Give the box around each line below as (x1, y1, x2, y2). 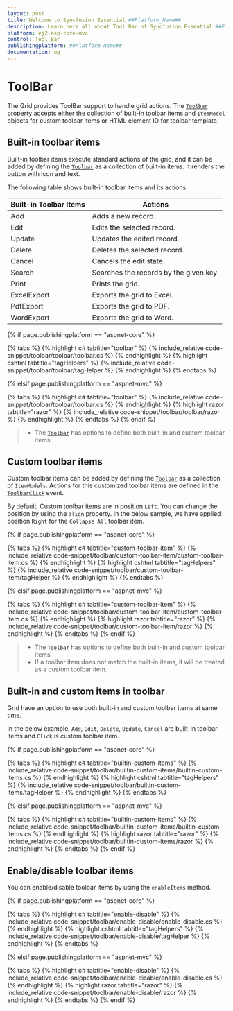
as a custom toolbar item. (34, 665, 107, 673)
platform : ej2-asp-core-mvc (7, 29, 89, 37)
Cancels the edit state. (92, 256, 165, 266)
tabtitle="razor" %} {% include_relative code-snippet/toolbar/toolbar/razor (7, 407, 221, 416)
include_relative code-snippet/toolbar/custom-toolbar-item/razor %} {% (7, 622, 214, 631)
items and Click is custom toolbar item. (7, 732, 120, 741)
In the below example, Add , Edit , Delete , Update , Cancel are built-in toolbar (7, 725, 218, 733)
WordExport (10, 313, 50, 322)
